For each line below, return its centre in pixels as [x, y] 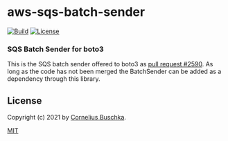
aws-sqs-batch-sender [76, 12]
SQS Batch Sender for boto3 [55, 49]
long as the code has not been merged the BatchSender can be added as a [114, 72]
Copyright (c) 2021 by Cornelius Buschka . [67, 117]
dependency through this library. [54, 79]
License [25, 101]
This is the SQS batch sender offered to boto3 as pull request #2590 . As [110, 64]
